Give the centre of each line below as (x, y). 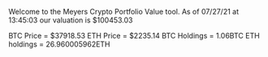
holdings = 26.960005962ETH (60, 44)
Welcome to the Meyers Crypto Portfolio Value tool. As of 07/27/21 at (124, 12)
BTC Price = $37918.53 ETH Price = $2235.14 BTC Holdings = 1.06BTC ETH (134, 36)
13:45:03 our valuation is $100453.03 (71, 20)
